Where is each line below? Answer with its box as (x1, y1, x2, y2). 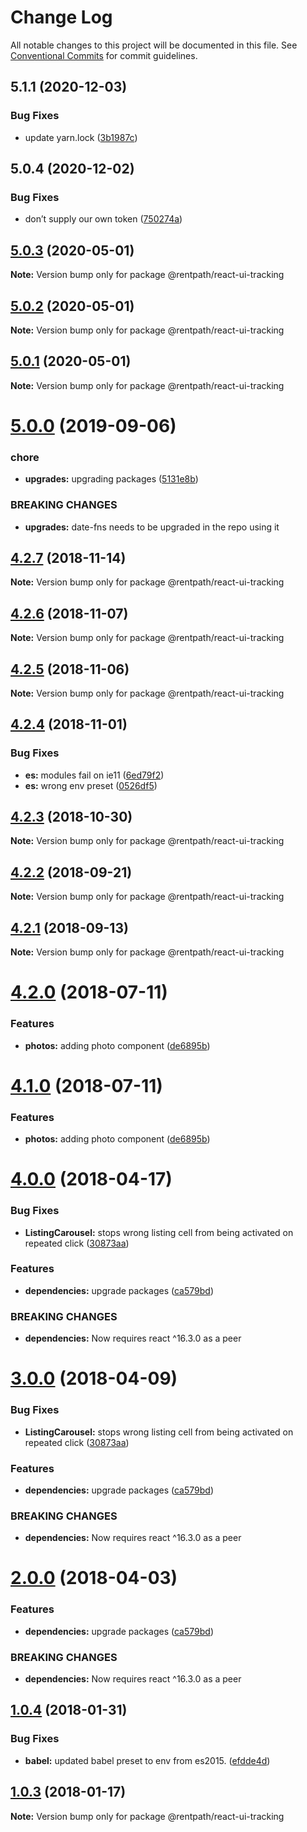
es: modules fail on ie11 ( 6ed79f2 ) (24, 769, 165, 781)
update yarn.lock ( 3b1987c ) (24, 131, 138, 143)
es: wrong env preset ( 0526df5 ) (24, 779, 158, 791)
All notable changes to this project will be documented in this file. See (10, 39, 298, 51)
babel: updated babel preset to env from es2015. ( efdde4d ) (24, 1754, 271, 1766)
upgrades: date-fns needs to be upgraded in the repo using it (24, 521, 280, 533)
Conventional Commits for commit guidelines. (10, 49, 198, 61)
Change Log (10, 6, 113, 29)
